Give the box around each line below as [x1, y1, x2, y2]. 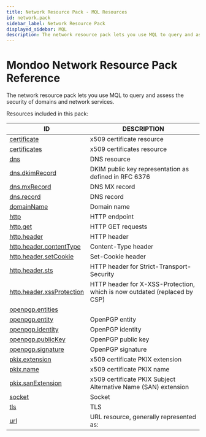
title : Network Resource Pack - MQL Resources [6, 9, 128, 15]
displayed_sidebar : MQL [6, 26, 67, 33]
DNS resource [90, 155, 131, 163]
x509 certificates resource [90, 145, 167, 153]
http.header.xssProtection [9, 288, 85, 296]
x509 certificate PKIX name [90, 365, 170, 374]
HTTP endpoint [90, 212, 134, 221]
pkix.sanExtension [9, 379, 63, 387]
